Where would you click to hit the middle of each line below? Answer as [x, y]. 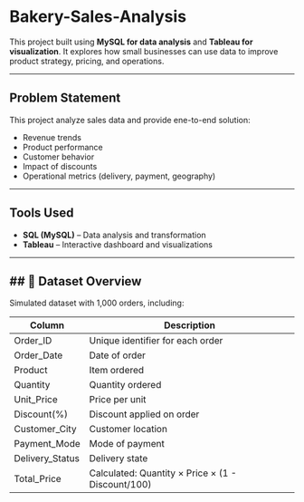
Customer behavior [58, 157]
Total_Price [38, 479]
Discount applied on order [144, 414]
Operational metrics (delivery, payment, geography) [119, 176]
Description [190, 325]
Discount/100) [120, 485]
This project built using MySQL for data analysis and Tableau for [131, 42]
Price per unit [118, 400]
